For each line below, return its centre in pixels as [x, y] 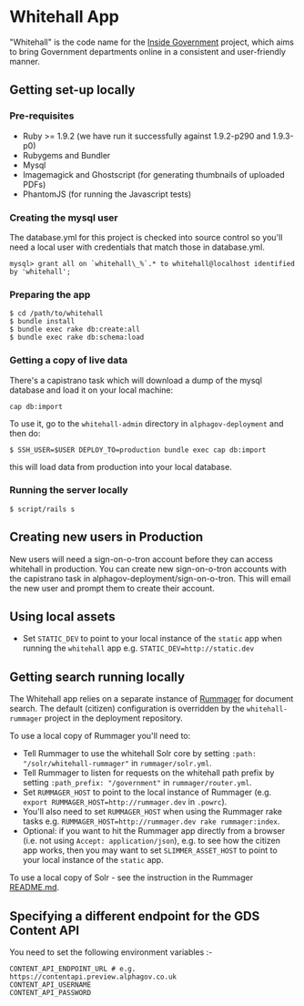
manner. [25, 61]
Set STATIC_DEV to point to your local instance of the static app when [152, 639]
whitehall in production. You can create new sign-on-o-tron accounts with [148, 569]
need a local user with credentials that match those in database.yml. [137, 247]
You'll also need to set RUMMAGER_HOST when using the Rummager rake [152, 812]
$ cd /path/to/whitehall [56, 313]
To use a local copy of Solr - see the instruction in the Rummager [131, 878]
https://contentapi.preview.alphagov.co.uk [93, 977]
